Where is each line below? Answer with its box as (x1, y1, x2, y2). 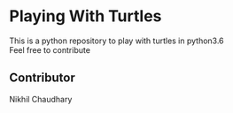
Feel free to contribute (9, 44, 91, 55)
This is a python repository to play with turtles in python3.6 (9, 35, 224, 46)
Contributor (9, 71, 75, 86)
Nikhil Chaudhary (9, 94, 73, 104)
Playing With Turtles (9, 6, 162, 26)
